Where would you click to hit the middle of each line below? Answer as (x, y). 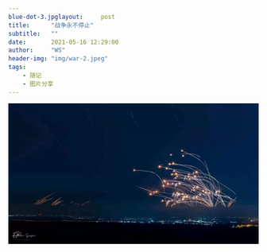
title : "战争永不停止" (51, 25)
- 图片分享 (38, 83)
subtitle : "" (33, 33)
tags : (17, 68)
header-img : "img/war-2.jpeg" (58, 59)
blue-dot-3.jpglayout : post (62, 17)
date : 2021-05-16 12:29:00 (64, 42)
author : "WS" (37, 50)
